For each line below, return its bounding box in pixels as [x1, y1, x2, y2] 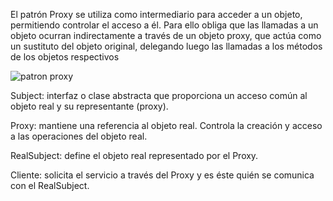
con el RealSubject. [10, 180, 90, 191]
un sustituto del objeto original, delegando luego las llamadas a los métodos [10, 40, 323, 52]
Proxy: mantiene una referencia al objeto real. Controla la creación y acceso [10, 120, 323, 131]
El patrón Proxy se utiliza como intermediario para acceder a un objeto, [10, 9, 303, 20]
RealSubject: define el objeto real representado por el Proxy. [10, 150, 259, 161]
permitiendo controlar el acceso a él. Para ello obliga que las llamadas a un [10, 19, 319, 31]
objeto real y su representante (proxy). [10, 100, 169, 112]
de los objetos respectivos [10, 51, 120, 63]
